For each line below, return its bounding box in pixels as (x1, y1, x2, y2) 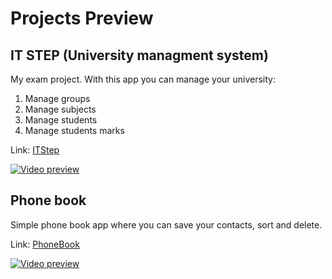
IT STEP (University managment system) (10, 47, 269, 64)
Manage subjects (24, 103, 97, 115)
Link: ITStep (10, 144, 60, 156)
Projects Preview (10, 7, 154, 30)
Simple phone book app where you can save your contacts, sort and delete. (10, 218, 323, 231)
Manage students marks (24, 125, 125, 136)
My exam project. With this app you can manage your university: (10, 73, 277, 85)
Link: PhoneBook (10, 238, 80, 250)
